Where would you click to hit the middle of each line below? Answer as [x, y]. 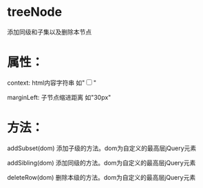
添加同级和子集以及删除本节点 [49, 32]
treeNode [35, 12]
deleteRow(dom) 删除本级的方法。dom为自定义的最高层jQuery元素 [101, 177]
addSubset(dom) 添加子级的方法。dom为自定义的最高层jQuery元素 [102, 148]
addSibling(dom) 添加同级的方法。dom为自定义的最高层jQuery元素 [101, 163]
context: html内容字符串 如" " [52, 83]
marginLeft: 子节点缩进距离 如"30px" [59, 97]
